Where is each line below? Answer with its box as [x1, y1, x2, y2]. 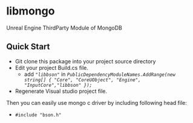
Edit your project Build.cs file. [15, 64, 89, 71]
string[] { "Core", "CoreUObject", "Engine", [24, 77, 141, 83]
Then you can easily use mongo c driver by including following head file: [6, 99, 188, 106]
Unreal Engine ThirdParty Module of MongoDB [6, 24, 122, 31]
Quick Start [6, 42, 50, 52]
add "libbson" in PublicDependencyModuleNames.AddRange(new [24, 71, 175, 78]
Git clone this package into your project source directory [15, 57, 156, 65]
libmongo [6, 4, 55, 18]
